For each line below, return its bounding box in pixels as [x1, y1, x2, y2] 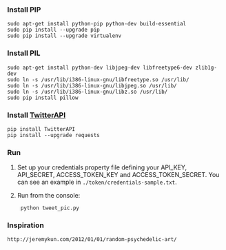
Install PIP [7, 5, 41, 14]
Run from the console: [17, 191, 81, 200]
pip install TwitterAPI [7, 125, 76, 132]
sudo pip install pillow [7, 94, 79, 101]
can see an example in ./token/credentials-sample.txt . [17, 178, 177, 187]
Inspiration [7, 220, 45, 230]
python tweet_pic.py [20, 205, 79, 211]
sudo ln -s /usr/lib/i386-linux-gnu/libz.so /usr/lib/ [7, 88, 168, 95]
